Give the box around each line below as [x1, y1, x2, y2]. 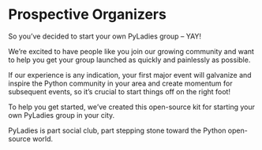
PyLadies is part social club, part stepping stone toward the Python [8, 126, 226, 135]
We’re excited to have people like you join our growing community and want [8, 46, 255, 56]
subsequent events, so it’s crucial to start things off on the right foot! [8, 86, 231, 96]
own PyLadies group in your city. [8, 110, 115, 119]
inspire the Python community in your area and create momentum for [8, 79, 233, 88]
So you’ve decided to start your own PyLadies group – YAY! [8, 31, 202, 41]
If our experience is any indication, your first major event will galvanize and [8, 70, 252, 79]
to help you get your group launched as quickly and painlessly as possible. [8, 55, 251, 64]
